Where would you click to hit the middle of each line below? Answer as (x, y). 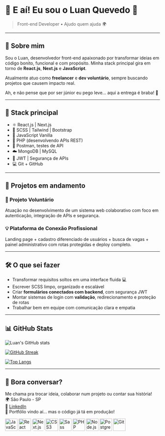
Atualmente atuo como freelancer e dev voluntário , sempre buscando (77, 78)
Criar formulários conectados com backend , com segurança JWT (80, 292)
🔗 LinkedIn (16, 406)
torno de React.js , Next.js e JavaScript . (46, 68)
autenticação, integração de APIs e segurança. (52, 216)
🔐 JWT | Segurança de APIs (40, 158)
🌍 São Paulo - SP (23, 399)
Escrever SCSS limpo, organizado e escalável (58, 287)
